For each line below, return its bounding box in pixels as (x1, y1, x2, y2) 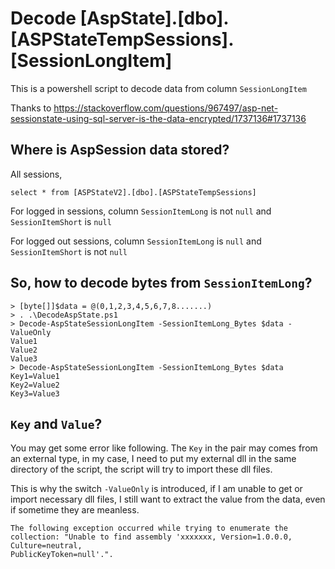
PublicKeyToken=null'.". (10, 550, 114, 560)
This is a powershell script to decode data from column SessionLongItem (10, 82, 307, 94)
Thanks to (10, 102, 52, 114)
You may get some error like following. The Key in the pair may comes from (10, 442, 318, 454)
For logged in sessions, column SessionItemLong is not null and (10, 205, 272, 217)
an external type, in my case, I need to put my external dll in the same (10, 453, 297, 465)
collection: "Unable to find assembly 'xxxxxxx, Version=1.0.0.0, (10, 532, 293, 542)
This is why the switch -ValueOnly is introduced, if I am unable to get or (10, 483, 303, 495)
